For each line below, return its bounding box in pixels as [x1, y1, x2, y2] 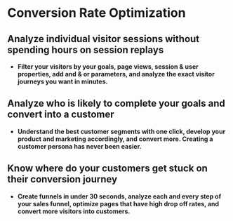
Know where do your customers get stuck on [7, 163, 208, 175]
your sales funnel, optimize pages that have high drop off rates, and [17, 199, 220, 208]
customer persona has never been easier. [17, 142, 142, 150]
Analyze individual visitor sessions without [7, 33, 200, 45]
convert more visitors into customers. [17, 207, 131, 215]
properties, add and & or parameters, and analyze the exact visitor [17, 70, 215, 78]
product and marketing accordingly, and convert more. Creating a [17, 135, 213, 143]
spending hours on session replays [7, 43, 164, 55]
